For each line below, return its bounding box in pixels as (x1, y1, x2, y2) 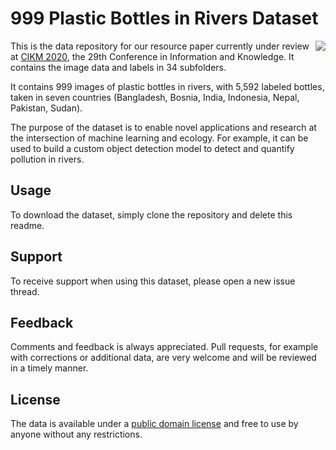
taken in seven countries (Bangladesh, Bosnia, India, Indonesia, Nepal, (10, 91, 300, 103)
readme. (10, 219, 45, 231)
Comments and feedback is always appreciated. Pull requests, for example (10, 341, 319, 353)
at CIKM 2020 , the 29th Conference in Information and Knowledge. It (10, 50, 295, 62)
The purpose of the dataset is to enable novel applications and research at (10, 121, 317, 133)
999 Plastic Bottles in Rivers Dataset (10, 7, 319, 30)
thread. (10, 285, 40, 297)
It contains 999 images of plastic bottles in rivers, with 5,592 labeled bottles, (10, 80, 325, 92)
